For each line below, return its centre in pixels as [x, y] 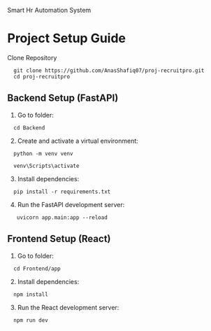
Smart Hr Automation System [49, 10]
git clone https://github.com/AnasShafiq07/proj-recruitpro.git [109, 70]
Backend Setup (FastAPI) [63, 98]
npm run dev [31, 320]
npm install [31, 294]
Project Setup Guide [67, 38]
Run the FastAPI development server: [71, 204]
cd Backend [29, 128]
